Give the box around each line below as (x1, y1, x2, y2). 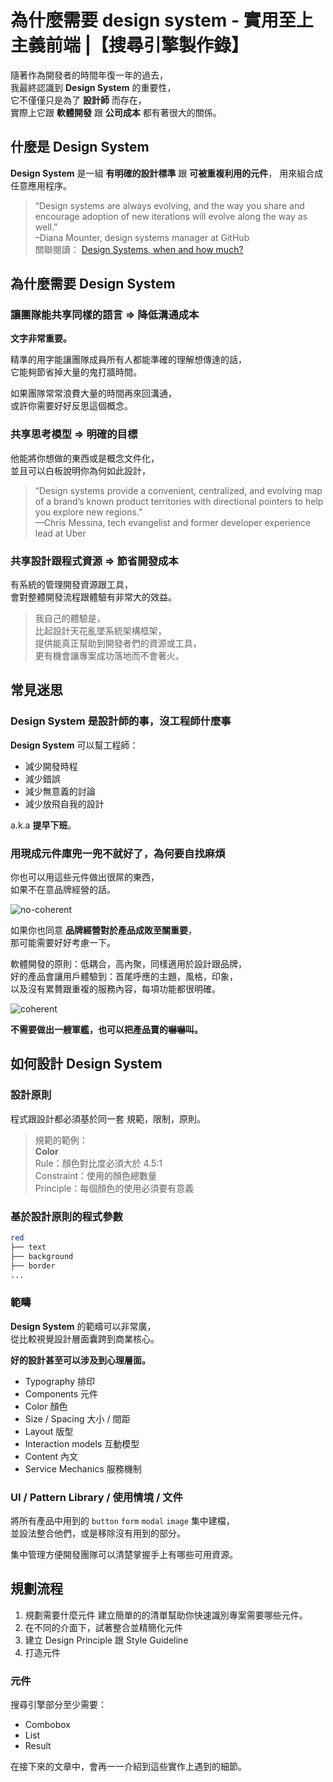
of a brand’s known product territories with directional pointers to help (34, 495, 324, 507)
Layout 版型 (24, 1425, 74, 1437)
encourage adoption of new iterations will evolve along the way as (34, 210, 308, 222)
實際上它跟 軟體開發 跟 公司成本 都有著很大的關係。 (10, 106, 222, 118)
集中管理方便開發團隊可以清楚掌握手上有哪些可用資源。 (10, 1548, 238, 1560)
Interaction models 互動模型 (24, 1437, 140, 1450)
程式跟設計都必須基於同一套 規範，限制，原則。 (10, 1112, 206, 1125)
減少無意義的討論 (24, 785, 96, 797)
